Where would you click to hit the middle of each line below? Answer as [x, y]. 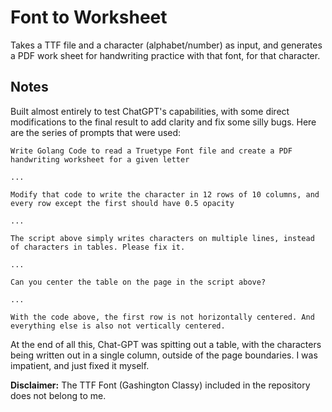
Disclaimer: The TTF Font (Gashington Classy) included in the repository [160, 385]
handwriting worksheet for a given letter [100, 159]
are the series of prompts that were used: [96, 132]
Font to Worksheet [89, 17]
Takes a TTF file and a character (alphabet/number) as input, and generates [166, 45]
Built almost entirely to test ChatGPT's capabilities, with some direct [150, 111]
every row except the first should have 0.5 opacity [122, 203]
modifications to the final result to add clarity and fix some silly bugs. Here [163, 122]
